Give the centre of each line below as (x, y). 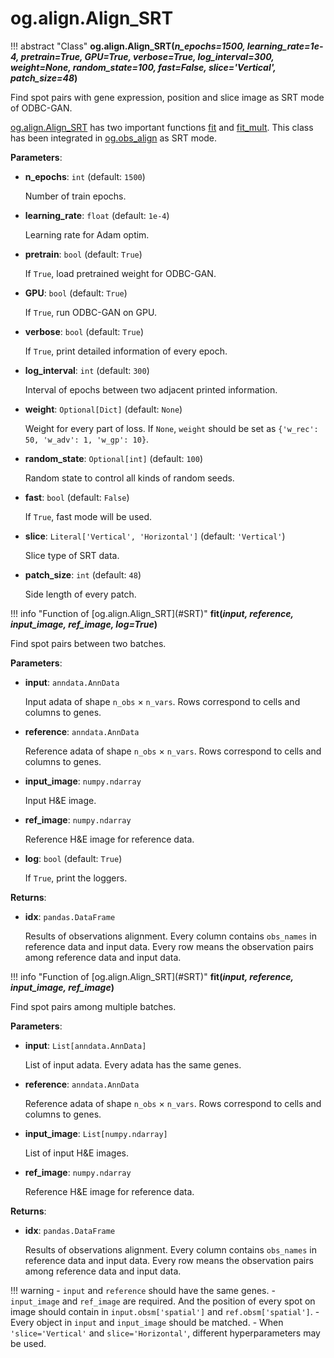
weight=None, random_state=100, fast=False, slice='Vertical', (143, 67)
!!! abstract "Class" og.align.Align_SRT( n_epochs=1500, (128, 46)
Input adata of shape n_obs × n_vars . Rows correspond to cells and (162, 701)
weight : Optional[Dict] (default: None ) (103, 409)
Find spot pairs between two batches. (88, 643)
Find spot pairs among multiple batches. (93, 1006)
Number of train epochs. (75, 196)
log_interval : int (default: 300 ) (87, 370)
